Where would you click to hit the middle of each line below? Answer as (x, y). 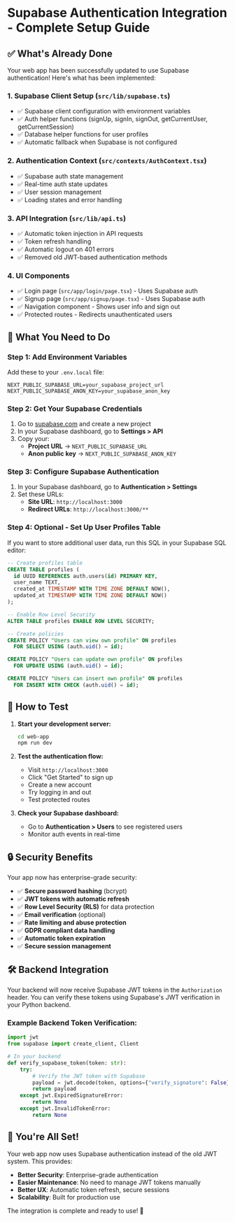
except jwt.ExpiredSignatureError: (72, 1096)
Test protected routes (59, 800)
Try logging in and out (59, 792)
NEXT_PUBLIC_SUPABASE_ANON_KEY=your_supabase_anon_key (89, 391)
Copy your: (34, 439)
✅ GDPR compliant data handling (66, 930)
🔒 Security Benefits (50, 857)
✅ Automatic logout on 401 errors (65, 249)
